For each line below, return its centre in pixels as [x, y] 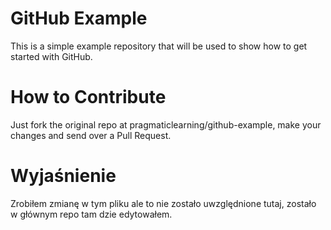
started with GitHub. [51, 56]
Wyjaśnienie [63, 176]
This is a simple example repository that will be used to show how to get [159, 46]
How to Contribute [88, 97]
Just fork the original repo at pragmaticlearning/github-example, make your [166, 124]
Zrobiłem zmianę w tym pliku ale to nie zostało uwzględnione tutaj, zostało [163, 203]
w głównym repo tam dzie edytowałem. [91, 214]
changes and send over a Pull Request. [91, 135]
